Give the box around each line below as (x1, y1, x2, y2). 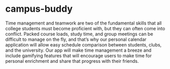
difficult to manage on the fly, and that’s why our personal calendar (5, 36, 147, 42)
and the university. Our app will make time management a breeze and (5, 47, 152, 53)
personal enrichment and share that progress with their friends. (5, 58, 139, 64)
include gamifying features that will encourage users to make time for (5, 52, 152, 59)
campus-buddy (5, 3, 73, 15)
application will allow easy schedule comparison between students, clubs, (5, 41, 162, 48)
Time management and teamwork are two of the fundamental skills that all (5, 20, 162, 26)
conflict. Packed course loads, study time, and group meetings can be (5, 31, 154, 37)
